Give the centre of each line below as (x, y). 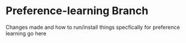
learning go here (26, 33)
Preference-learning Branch (77, 11)
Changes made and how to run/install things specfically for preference (93, 27)
